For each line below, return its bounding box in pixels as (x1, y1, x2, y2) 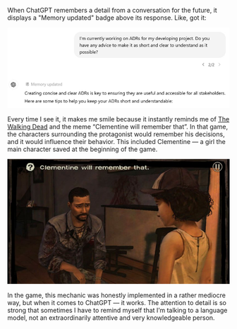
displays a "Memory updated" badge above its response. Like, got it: (7, 13, 207, 22)
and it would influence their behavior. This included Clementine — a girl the (7, 137, 226, 145)
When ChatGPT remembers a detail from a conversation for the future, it (7, 6, 217, 14)
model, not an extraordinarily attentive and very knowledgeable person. (7, 313, 215, 322)
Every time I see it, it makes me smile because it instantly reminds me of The (7, 114, 230, 123)
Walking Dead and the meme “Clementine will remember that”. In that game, (7, 122, 228, 131)
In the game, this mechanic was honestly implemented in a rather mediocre (7, 291, 226, 299)
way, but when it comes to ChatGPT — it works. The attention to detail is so (7, 299, 227, 307)
